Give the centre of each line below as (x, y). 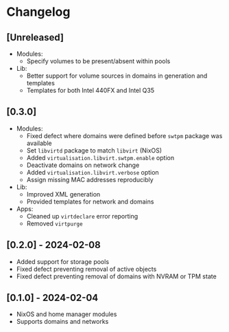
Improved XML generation (63, 194)
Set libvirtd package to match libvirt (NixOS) (94, 150)
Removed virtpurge (55, 223)
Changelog (38, 12)
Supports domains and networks (62, 322)
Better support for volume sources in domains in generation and (117, 76)
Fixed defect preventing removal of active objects (86, 269)
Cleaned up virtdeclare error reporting (82, 216)
